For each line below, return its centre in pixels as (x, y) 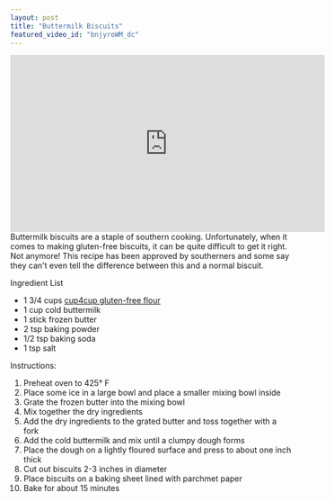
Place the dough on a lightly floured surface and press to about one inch (157, 450)
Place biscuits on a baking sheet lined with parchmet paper (133, 479)
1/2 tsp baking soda (60, 339)
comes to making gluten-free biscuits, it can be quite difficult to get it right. (149, 246)
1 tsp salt (40, 348)
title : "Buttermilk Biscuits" (67, 26)
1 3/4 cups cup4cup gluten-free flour (92, 300)
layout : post (35, 18)
